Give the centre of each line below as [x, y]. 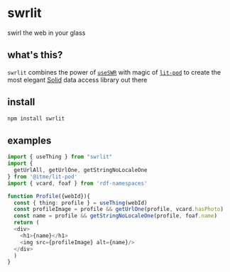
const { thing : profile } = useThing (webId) [81, 203]
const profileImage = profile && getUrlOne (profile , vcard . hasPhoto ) [119, 210]
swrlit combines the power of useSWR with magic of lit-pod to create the [114, 72]
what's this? [35, 55]
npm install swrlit [36, 119]
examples [29, 140]
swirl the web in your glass [46, 33]
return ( [27, 223]
